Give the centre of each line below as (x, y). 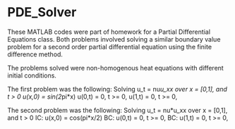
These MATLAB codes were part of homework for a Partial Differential (109, 32)
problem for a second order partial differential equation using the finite (110, 47)
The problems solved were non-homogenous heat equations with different (115, 68)
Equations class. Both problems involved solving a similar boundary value (114, 39)
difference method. (35, 54)
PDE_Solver (42, 12)
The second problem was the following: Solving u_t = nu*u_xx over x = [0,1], (117, 110)
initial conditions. (32, 75)
